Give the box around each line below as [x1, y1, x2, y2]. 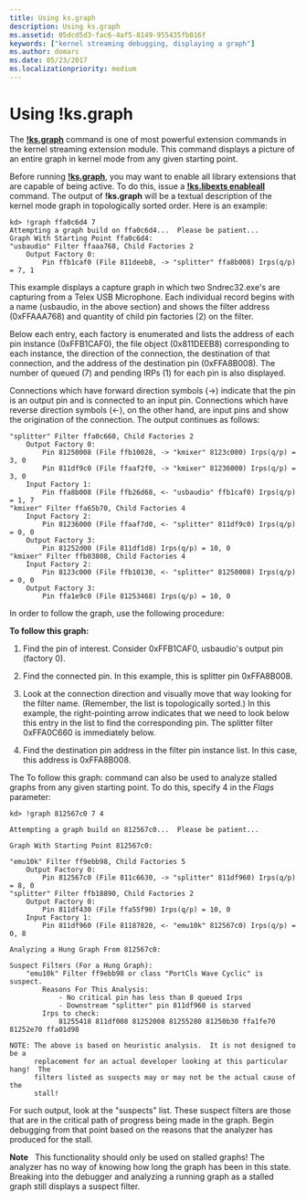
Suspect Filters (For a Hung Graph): [9, 961, 153, 970]
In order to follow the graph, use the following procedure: [9, 607, 225, 618]
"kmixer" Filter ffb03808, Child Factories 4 [9, 552, 185, 561]
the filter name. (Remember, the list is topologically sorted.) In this [22, 698, 271, 709]
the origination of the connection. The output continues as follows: [9, 414, 260, 425]
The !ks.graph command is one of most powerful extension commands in [9, 133, 287, 144]
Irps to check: [42, 1008, 100, 1018]
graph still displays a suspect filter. [9, 1180, 141, 1192]
